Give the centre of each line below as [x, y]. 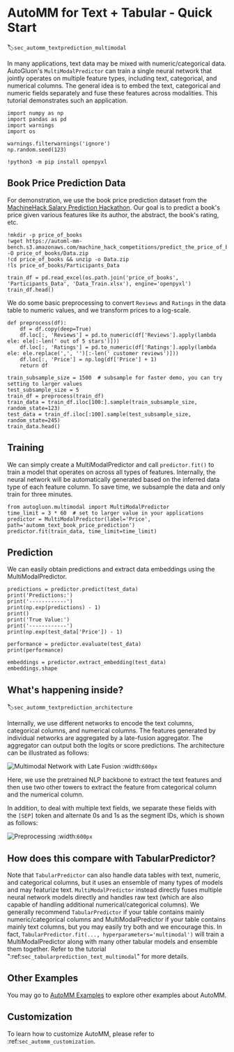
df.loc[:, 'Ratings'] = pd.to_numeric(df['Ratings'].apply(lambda [118, 347]
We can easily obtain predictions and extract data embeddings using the [111, 570]
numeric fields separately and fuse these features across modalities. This [112, 93]
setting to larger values [45, 384]
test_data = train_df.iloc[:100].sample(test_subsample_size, [99, 414]
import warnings [31, 125]
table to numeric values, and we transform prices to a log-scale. [99, 310]
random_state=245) [34, 420]
